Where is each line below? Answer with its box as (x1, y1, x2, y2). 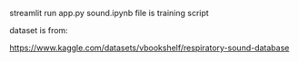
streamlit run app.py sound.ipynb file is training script (9, 8, 209, 18)
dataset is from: (9, 25, 68, 35)
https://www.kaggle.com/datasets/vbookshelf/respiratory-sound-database (9, 42, 290, 53)
